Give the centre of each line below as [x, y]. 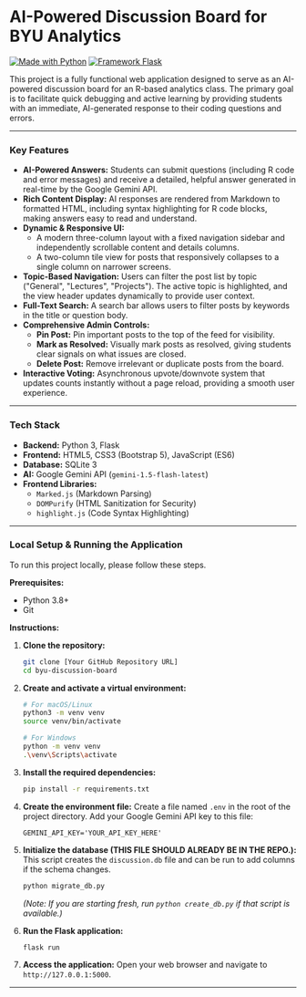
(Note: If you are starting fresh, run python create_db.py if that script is [156, 903]
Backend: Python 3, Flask [71, 445]
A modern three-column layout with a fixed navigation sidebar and [160, 238]
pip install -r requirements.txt [86, 789]
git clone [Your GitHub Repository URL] [100, 662]
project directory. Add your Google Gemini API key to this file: [138, 816]
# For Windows [49, 738]
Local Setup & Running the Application [97, 545]
